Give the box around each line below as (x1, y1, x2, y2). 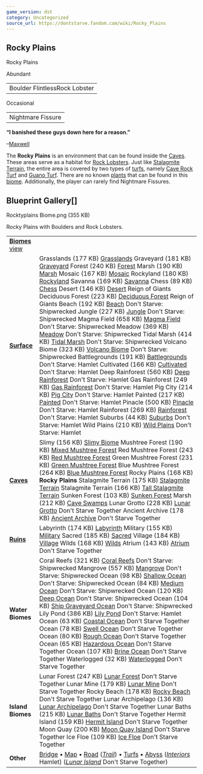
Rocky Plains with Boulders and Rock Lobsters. (6, 223, 124, 230)
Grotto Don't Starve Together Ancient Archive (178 (39, 506, 184, 515)
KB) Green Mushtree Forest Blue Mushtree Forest (39, 461, 179, 469)
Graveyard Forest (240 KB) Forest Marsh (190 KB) (39, 262, 183, 270)
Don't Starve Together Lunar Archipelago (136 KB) (39, 695, 184, 703)
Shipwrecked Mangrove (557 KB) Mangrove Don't (39, 564, 182, 572)
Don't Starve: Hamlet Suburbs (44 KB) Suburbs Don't (39, 413, 190, 422)
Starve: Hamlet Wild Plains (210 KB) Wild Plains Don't (39, 421, 192, 429)
